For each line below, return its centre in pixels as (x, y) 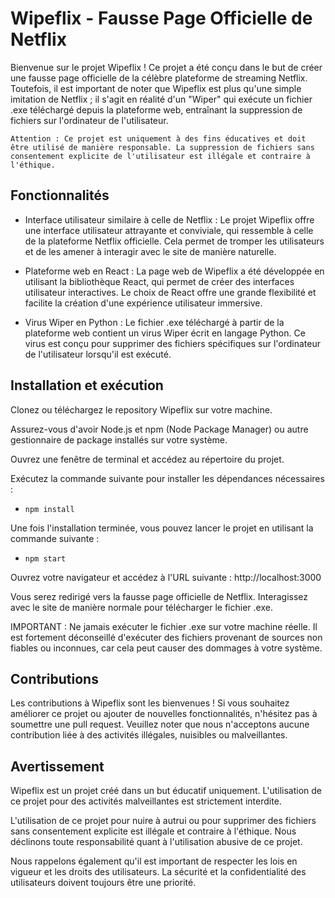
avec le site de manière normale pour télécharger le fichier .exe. (141, 607)
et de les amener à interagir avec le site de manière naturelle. (150, 251)
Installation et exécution (87, 385)
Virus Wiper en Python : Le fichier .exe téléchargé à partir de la (154, 322)
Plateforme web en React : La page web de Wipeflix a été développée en (174, 271)
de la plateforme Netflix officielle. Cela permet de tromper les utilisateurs (174, 241)
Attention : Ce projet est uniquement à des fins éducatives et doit (158, 138)
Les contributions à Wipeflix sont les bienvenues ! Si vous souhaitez (150, 703)
